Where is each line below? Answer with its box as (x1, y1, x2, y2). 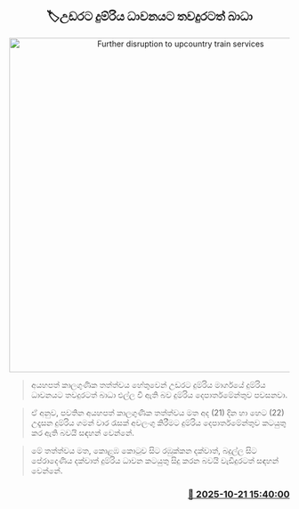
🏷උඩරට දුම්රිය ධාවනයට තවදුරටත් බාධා (45, 9, 254, 24)
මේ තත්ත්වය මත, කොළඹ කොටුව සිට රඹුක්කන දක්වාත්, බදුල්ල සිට (30, 445, 258, 456)
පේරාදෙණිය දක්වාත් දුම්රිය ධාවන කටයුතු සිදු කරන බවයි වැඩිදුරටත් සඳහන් (30, 455, 279, 465)
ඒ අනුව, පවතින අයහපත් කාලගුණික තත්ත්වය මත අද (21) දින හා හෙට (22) (30, 406, 285, 418)
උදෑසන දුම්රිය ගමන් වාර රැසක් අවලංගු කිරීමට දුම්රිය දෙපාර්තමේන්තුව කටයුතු (30, 417, 287, 428)
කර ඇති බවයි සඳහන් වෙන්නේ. (30, 427, 135, 438)
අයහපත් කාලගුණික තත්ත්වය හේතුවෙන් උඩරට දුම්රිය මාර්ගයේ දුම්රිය (30, 379, 266, 390)
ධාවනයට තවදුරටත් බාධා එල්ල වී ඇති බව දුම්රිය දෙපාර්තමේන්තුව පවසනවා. (30, 389, 287, 400)
